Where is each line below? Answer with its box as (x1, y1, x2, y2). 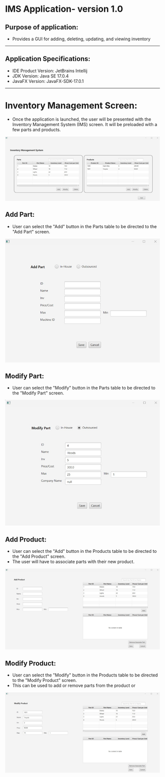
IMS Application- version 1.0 (5, 3, 123, 15)
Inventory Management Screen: (5, 100, 137, 111)
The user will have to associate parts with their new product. (12, 559, 135, 565)
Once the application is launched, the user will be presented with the (12, 116, 151, 122)
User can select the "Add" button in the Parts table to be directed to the (12, 223, 157, 229)
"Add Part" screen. (12, 229, 51, 234)
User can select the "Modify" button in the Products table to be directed (12, 672, 158, 678)
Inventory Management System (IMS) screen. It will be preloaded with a (12, 121, 157, 127)
